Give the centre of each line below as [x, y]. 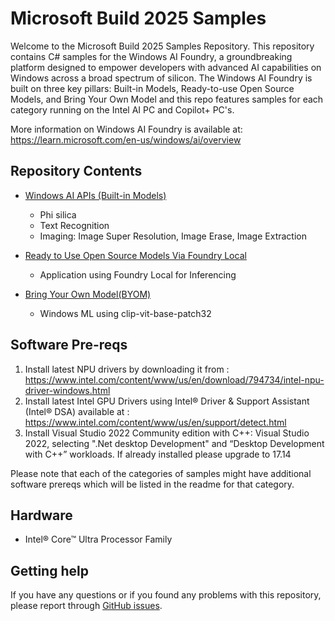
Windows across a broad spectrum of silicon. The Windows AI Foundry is [161, 78]
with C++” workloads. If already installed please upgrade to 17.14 [158, 454]
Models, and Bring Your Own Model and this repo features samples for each [167, 99]
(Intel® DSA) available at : [77, 411]
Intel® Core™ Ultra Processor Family [98, 539]
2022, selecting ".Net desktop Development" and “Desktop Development [174, 443]
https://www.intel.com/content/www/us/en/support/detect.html [155, 422]
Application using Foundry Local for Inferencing [138, 274]
